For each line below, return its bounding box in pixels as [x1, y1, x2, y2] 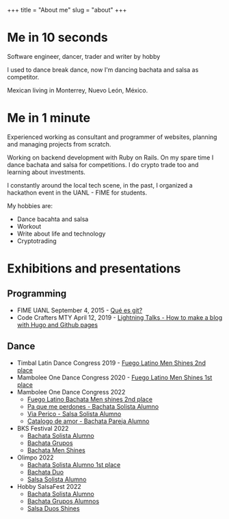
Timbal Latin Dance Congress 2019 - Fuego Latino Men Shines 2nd [16, 359, 206, 367]
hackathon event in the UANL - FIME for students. [7, 188, 148, 197]
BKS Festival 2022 [16, 424, 69, 432]
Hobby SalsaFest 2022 [16, 482, 81, 490]
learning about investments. [7, 168, 85, 176]
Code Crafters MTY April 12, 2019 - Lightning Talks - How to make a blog [16, 313, 223, 321]
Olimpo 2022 [16, 453, 54, 461]
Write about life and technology [16, 229, 106, 238]
